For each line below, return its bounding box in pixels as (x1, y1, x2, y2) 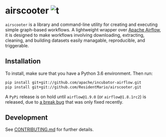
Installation (5, 57, 41, 66)
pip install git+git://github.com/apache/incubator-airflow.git (5, 80, 142, 85)
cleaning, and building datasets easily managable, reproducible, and (5, 37, 146, 43)
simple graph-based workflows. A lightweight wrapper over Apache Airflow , (5, 26, 161, 32)
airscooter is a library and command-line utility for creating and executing (5, 21, 158, 27)
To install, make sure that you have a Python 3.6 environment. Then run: (5, 70, 153, 76)
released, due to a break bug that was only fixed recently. (5, 99, 124, 105)
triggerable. (5, 42, 29, 48)
